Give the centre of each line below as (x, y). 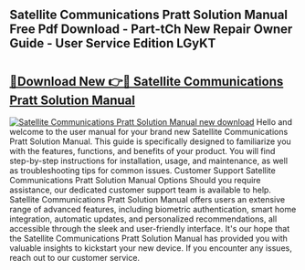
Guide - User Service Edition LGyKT (113, 43)
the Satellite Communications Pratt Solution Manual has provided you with (148, 238)
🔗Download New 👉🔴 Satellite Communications (147, 81)
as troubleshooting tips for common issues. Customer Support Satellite (142, 171)
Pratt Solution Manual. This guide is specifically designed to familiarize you (151, 141)
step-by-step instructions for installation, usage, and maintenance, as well (149, 161)
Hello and (274, 122)
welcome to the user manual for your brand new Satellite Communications (149, 132)
